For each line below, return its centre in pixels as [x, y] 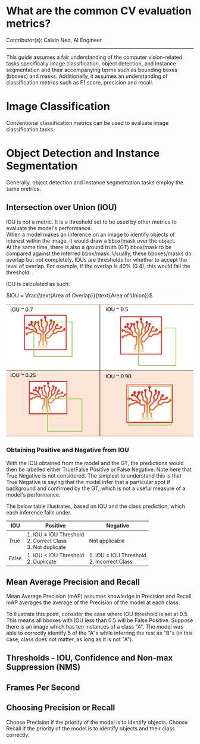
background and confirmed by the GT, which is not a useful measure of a [96, 488]
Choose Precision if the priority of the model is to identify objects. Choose [97, 722]
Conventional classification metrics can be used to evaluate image [87, 123]
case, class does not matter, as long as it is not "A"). [70, 639]
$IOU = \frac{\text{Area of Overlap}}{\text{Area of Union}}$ [79, 295]
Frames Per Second [43, 687]
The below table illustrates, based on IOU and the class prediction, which [96, 506]
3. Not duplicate [46, 547]
